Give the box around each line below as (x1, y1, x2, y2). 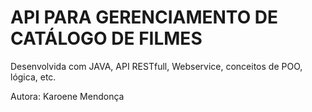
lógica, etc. (10, 71, 57, 83)
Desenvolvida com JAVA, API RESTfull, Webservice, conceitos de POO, (10, 60, 303, 72)
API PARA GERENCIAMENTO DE (10, 6, 279, 29)
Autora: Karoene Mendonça (10, 90, 125, 102)
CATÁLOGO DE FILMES (10, 27, 203, 50)
